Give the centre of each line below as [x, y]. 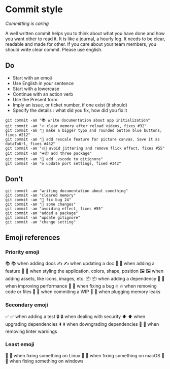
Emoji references [33, 237]
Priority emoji [22, 252]
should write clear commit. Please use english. [54, 49]
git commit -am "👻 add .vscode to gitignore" [54, 159]
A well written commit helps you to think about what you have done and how [85, 33]
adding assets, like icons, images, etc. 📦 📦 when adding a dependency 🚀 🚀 [85, 279]
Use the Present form [35, 99]
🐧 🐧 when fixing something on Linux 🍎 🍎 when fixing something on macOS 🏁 [85, 355]
